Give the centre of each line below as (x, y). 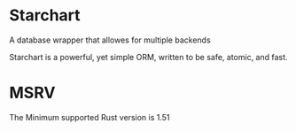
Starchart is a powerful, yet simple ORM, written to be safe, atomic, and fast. (148, 57)
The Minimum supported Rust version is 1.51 (90, 117)
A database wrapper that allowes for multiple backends (110, 40)
